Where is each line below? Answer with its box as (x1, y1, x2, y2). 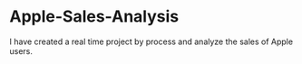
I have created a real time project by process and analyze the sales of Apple (9, 36, 293, 47)
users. (9, 45, 34, 56)
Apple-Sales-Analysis (9, 6, 180, 27)
